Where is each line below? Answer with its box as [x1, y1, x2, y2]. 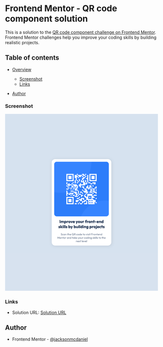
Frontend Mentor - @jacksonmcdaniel [12, 336, 88, 342]
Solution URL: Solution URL [12, 309, 66, 315]
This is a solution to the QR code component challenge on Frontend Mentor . [5, 29, 156, 35]
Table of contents [5, 54, 59, 62]
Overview [12, 66, 32, 72]
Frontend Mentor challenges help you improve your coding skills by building [5, 34, 157, 40]
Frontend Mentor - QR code [5, 3, 117, 14]
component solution [5, 13, 88, 24]
